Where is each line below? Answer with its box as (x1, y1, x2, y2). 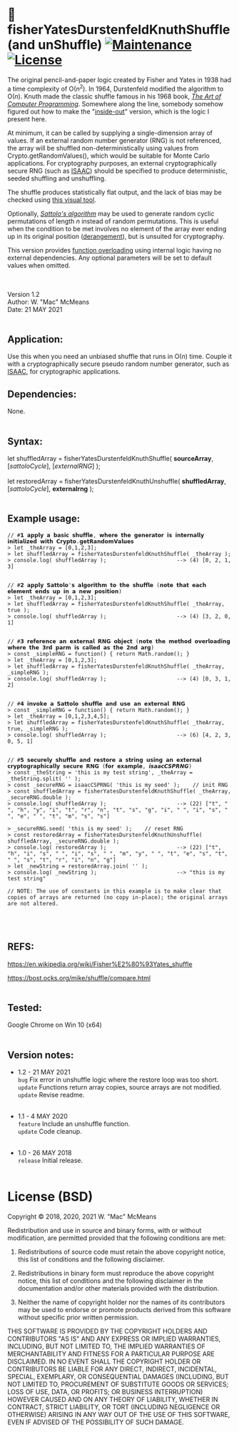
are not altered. (7, 900, 59, 907)
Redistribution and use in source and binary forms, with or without (7, 1227, 202, 1235)
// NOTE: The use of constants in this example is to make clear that (7, 888, 222, 895)
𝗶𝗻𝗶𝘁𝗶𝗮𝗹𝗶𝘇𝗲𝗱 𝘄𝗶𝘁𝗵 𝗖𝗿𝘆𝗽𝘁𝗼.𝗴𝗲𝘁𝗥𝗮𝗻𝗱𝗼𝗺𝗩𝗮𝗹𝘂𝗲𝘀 (7, 538, 134, 545)
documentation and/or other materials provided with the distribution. (17, 1284, 219, 1293)
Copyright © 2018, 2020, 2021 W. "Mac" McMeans (7, 1212, 157, 1221)
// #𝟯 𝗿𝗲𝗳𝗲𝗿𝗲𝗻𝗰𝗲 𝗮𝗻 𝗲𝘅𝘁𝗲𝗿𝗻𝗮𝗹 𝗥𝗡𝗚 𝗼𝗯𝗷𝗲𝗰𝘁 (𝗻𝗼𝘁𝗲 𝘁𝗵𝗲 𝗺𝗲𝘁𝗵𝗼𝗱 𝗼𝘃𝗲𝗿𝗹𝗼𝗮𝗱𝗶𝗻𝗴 (7, 638, 230, 645)
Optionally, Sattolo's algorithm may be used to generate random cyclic (7, 209, 215, 218)
